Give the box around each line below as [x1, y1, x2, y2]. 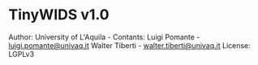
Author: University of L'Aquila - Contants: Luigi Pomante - [8, 32, 200, 42]
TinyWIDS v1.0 [8, 6, 110, 24]
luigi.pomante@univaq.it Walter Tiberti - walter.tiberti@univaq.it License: [8, 40, 252, 50]
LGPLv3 [8, 49, 35, 59]
